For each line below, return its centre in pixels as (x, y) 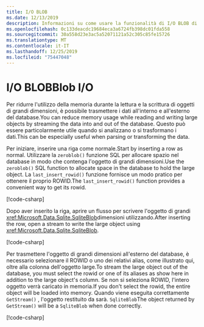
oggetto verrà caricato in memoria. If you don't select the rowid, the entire (98, 286)
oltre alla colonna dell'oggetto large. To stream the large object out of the (97, 267)
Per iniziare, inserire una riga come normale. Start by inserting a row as (95, 148)
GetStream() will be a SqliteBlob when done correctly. (74, 306)
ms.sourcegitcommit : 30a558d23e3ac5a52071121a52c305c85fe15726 (88, 35)
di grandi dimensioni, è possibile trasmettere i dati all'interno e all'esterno (98, 111)
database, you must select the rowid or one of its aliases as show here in (97, 273)
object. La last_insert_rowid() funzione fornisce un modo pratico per (94, 174)
